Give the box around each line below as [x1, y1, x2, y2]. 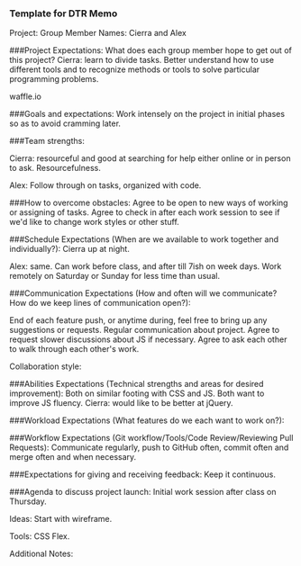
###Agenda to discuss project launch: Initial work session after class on [9, 487, 277, 498]
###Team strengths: [9, 136, 86, 147]
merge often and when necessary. [9, 452, 137, 463]
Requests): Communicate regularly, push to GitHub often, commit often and [9, 442, 289, 453]
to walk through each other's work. [9, 344, 140, 355]
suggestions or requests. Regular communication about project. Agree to [9, 325, 280, 336]
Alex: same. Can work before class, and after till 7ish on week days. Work [9, 261, 282, 272]
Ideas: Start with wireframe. [9, 514, 113, 525]
